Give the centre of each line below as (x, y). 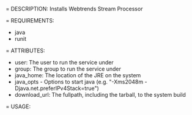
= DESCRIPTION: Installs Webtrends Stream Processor (74, 9)
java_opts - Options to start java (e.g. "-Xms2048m (79, 82)
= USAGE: (18, 106)
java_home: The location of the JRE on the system (78, 75)
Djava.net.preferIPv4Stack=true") (57, 88)
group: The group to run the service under (68, 69)
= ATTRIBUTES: (25, 51)
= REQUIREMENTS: (30, 20)
